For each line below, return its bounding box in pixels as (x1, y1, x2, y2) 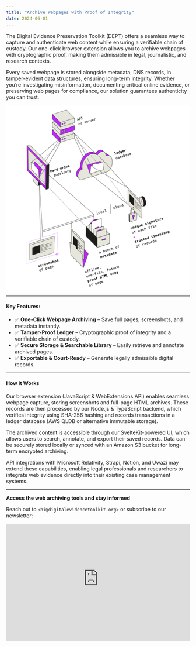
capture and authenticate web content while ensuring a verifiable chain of (6, 39, 184, 46)
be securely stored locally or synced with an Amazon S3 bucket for (6, 441, 167, 448)
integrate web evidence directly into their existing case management (6, 471, 171, 478)
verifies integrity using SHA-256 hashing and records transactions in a (6, 411, 175, 418)
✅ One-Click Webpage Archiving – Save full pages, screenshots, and (14, 316, 183, 323)
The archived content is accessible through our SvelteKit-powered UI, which (6, 429, 190, 436)
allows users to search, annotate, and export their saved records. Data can (6, 435, 185, 442)
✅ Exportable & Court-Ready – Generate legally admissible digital (14, 354, 174, 361)
